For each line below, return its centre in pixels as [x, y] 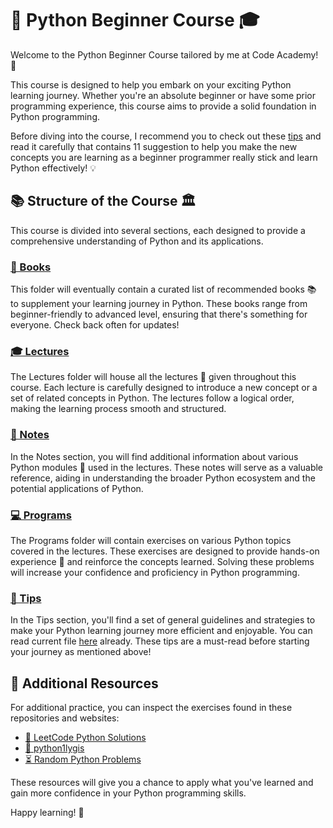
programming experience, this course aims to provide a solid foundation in [163, 106]
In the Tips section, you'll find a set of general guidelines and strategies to [163, 620]
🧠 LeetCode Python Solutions [85, 738]
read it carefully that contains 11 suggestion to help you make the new [154, 146]
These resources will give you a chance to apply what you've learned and [162, 783]
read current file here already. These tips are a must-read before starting [160, 641]
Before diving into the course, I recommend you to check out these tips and [166, 136]
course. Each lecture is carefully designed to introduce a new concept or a [164, 388]
